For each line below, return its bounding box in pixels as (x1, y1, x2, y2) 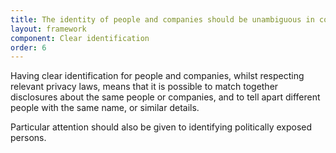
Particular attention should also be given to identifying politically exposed (10, 121, 313, 133)
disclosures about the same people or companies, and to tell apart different (10, 91, 321, 103)
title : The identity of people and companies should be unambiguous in (10, 14, 315, 25)
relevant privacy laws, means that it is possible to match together (10, 81, 279, 93)
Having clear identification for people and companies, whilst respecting (10, 70, 305, 82)
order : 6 (10, 42, 47, 53)
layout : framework (10, 24, 87, 34)
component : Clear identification (10, 33, 150, 43)
